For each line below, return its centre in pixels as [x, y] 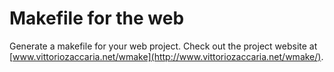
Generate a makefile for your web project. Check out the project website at [163, 46]
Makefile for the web [97, 18]
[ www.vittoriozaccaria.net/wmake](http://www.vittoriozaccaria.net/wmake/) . [166, 56]
